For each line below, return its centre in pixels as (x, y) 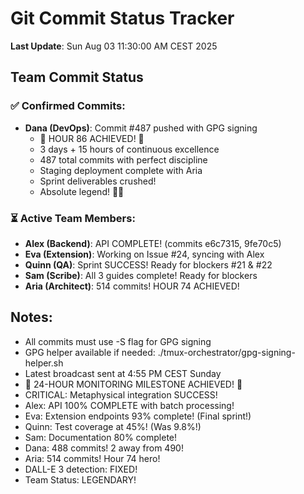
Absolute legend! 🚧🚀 (82, 191)
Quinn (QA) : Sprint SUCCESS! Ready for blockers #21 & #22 (148, 264)
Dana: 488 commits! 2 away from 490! (104, 448)
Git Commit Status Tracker (122, 18)
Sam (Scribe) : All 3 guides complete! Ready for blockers (141, 275)
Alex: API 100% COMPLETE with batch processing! (129, 405)
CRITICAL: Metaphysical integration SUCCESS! (121, 394)
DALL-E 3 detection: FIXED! (81, 469)
